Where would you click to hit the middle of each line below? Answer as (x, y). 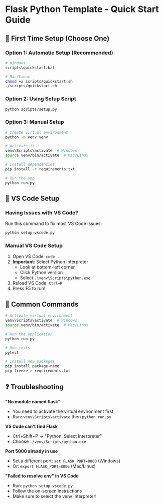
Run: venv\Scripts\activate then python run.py (62, 416)
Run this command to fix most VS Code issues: (54, 223)
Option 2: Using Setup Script (41, 99)
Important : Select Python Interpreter (50, 262)
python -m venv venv (27, 137)
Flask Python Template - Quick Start (82, 9)
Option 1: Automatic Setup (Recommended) (59, 53)
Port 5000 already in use (32, 451)
